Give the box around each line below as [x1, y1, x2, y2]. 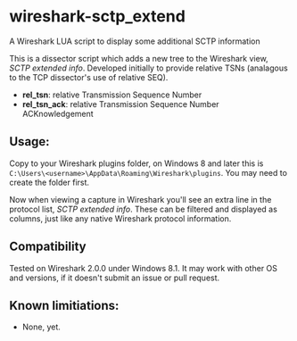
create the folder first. [9, 177, 90, 187]
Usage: [9, 134, 51, 149]
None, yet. [21, 321, 61, 332]
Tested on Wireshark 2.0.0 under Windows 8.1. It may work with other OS [9, 262, 278, 273]
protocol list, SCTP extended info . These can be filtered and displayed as [9, 204, 278, 214]
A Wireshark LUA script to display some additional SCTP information [9, 36, 260, 46]
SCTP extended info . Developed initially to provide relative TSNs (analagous [9, 62, 288, 73]
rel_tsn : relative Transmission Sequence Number [21, 89, 202, 100]
